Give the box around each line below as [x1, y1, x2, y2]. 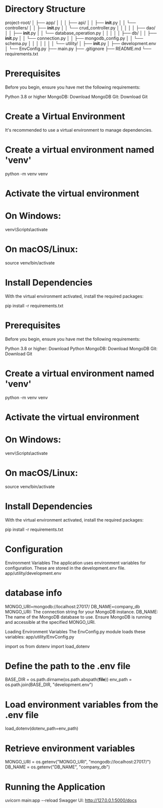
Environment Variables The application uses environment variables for [5, 560, 146, 566]
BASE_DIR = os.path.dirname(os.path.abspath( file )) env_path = [5, 677, 132, 683]
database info [5, 587, 62, 598]
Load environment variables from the [5, 699, 159, 710]
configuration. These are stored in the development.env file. [5, 565, 126, 571]
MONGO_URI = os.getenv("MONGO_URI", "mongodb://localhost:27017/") [5, 759, 151, 765]
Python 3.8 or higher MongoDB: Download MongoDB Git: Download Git [5, 94, 148, 99]
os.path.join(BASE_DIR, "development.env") [5, 682, 93, 688]
